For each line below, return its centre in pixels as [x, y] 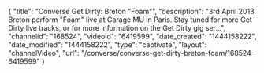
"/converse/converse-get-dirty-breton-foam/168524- [168, 53]
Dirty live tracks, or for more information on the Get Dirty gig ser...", [117, 28]
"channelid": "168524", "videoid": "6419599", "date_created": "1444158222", [132, 36]
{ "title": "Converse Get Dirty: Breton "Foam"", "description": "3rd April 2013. [132, 11]
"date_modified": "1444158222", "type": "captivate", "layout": [108, 45]
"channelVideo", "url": [44, 53]
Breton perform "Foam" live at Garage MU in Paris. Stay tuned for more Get [130, 20]
